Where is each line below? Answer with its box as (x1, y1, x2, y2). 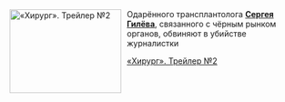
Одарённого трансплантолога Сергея (127, 9, 274, 19)
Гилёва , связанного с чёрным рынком (127, 18, 277, 29)
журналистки (127, 38, 179, 48)
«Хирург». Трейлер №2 (127, 56, 218, 66)
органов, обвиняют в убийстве (127, 28, 247, 39)
